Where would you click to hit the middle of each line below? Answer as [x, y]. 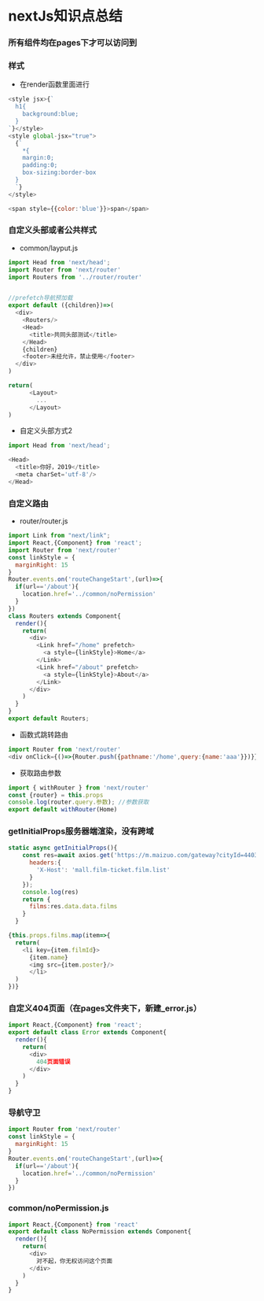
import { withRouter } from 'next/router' [79, 788]
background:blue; [51, 114]
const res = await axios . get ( [68, 856]
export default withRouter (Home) [63, 810]
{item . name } [48, 957]
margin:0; [38, 158]
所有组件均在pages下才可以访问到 [73, 43]
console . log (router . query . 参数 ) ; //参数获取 [79, 802]
